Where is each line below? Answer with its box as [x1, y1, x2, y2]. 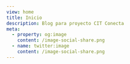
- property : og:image [12, 32, 67, 38]
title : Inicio [6, 15, 43, 21]
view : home [6, 9, 34, 15]
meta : [6, 26, 20, 32]
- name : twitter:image [12, 43, 70, 49]
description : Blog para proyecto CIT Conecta [6, 20, 124, 26]
